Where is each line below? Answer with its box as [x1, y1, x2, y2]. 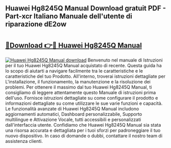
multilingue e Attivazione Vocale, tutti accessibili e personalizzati [5, 116, 141, 123]
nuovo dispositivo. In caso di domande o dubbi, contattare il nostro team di [5, 133, 162, 139]
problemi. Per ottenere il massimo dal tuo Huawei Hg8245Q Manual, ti [5, 84, 152, 90]
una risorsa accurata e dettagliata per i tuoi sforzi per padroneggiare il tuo [5, 127, 161, 133]
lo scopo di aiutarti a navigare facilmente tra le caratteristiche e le [5, 68, 143, 74]
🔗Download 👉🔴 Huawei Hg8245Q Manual [5, 41, 142, 50]
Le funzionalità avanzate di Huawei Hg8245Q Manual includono [5, 106, 139, 111]
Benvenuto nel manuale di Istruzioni [87, 57, 163, 63]
